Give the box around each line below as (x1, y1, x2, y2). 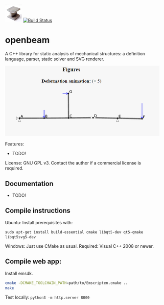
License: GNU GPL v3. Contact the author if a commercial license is (5, 160, 141, 166)
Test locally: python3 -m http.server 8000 (5, 294, 90, 300)
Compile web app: (5, 258, 62, 266)
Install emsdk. (5, 270, 33, 276)
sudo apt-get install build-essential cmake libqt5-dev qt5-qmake (5, 230, 143, 235)
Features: (5, 141, 24, 147)
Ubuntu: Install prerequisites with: (5, 219, 73, 225)
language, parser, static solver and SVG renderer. (5, 56, 104, 62)
